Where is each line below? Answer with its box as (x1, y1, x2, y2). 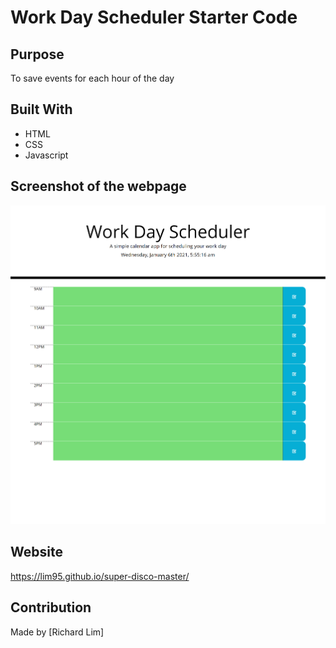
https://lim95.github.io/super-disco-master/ (10, 570, 190, 582)
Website (10, 544, 63, 561)
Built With (10, 101, 73, 118)
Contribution (10, 599, 92, 616)
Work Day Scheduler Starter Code (10, 6, 298, 29)
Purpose (10, 46, 65, 63)
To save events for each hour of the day (10, 72, 175, 84)
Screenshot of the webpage (10, 178, 187, 195)
